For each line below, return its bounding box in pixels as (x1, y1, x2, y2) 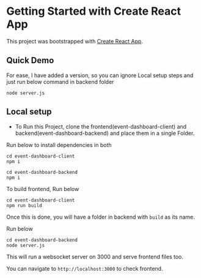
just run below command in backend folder (6, 78, 114, 85)
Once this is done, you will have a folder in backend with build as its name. (6, 213, 196, 220)
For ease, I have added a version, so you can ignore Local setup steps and (6, 72, 194, 79)
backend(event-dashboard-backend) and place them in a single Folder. (15, 129, 195, 137)
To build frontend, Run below (6, 185, 79, 192)
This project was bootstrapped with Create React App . (6, 37, 144, 45)
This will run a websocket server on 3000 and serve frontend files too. (6, 253, 183, 260)
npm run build (6, 202, 43, 209)
